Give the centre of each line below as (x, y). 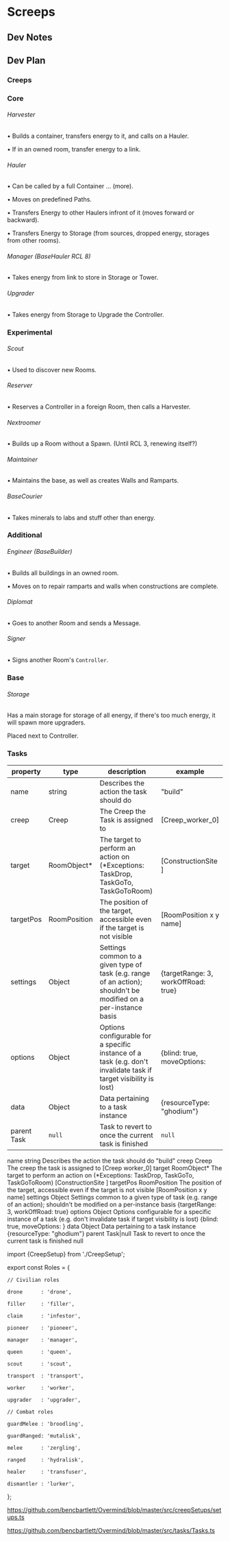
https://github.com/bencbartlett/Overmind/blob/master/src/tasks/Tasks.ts (111, 1530)
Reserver (20, 385)
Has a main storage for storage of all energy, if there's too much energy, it (111, 715)
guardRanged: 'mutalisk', (44, 1436)
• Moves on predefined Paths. (50, 199)
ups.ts (16, 1517)
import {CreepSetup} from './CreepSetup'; (66, 1254)
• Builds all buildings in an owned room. (63, 572)
